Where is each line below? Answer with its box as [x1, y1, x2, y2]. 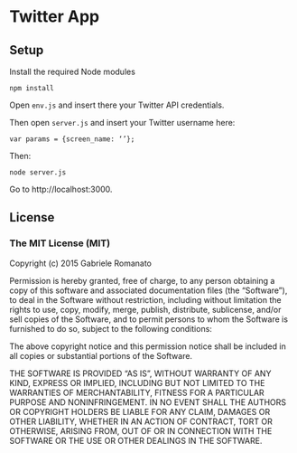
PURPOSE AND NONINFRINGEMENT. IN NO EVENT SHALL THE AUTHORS [9, 396, 287, 408]
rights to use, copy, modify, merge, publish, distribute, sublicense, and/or [9, 304, 282, 315]
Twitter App [9, 6, 100, 27]
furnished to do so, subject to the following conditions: [9, 323, 212, 334]
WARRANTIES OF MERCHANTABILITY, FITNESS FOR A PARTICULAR [9, 387, 265, 398]
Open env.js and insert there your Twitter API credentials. [9, 99, 225, 110]
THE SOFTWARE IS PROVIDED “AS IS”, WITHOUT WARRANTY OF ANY [9, 368, 272, 379]
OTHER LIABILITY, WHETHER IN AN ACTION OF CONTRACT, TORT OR [9, 416, 273, 427]
